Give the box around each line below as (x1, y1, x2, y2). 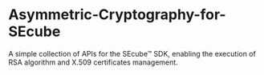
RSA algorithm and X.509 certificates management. (8, 57, 178, 67)
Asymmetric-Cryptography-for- (8, 6, 226, 24)
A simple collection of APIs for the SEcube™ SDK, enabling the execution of (8, 49, 257, 58)
